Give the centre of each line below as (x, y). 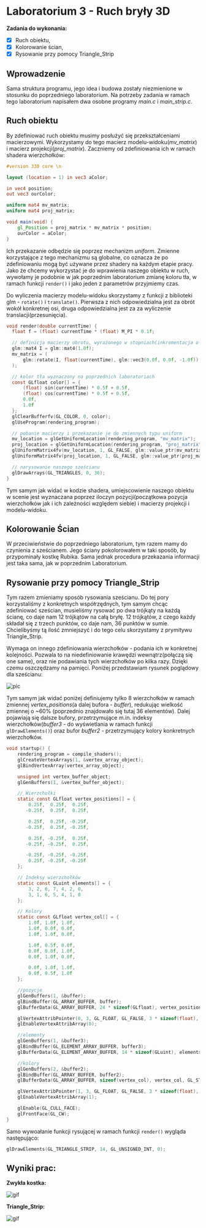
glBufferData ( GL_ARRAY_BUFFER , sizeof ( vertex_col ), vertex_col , (101, 1080)
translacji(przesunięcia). (37, 315)
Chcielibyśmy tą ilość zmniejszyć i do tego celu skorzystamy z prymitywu (99, 630)
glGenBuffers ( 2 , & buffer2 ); (53, 1069)
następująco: (23, 1138)
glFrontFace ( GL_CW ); (44, 1114)
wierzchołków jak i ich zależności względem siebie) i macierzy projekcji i (98, 503)
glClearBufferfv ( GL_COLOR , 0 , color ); (62, 416)
